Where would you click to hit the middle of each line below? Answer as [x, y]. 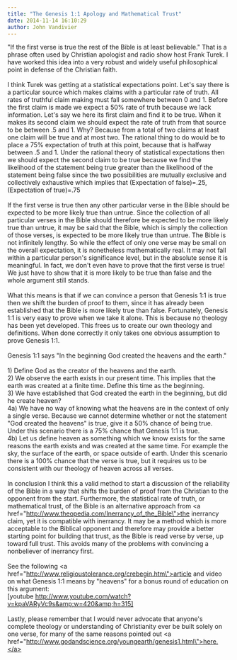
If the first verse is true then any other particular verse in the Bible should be [118, 205]
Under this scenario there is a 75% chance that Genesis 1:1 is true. [104, 431]
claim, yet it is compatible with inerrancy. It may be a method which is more [117, 521]
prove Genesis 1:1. [34, 341]
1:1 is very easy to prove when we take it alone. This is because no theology [117, 318]
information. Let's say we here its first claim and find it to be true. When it [114, 115]
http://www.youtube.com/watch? [83, 596]
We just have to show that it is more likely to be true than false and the [110, 273]
